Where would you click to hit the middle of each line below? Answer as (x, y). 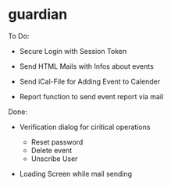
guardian (38, 14)
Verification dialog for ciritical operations (85, 127)
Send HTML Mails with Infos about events (86, 66)
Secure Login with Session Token (73, 51)
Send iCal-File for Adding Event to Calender (90, 81)
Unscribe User (54, 159)
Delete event (52, 150)
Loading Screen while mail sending (76, 173)
